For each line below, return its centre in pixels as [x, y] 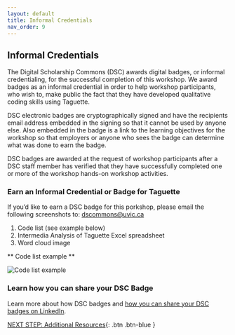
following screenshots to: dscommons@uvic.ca [76, 214]
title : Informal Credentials [50, 20]
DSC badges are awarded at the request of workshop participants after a [113, 159]
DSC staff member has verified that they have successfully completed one [115, 166]
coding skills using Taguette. [48, 102]
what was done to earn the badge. [57, 145]
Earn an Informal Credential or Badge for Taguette [94, 192]
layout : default [31, 14]
